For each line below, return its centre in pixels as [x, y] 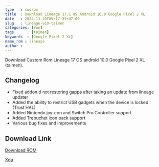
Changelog [22, 80]
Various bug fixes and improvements [49, 123]
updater [20, 97]
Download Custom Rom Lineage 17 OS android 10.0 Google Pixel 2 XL [75, 60]
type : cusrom [22, 10]
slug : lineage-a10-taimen [35, 23]
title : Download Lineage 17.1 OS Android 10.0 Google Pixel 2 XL [75, 14]
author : [14, 46]
